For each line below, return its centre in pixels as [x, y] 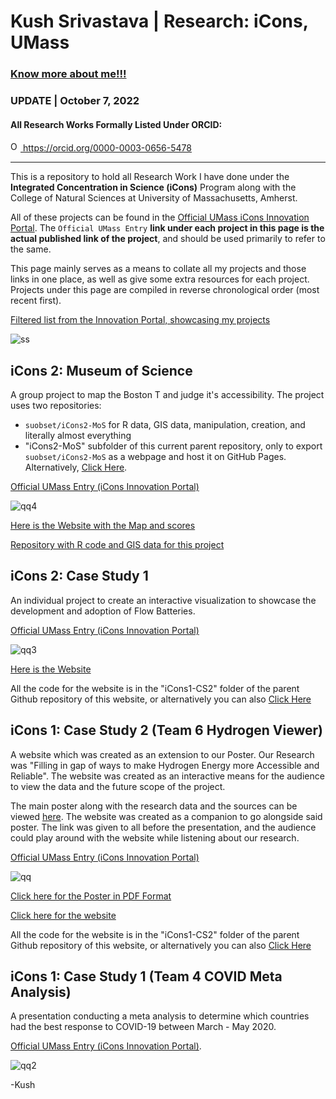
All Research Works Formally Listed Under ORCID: [116, 124]
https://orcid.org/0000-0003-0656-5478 [107, 148]
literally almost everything [78, 436]
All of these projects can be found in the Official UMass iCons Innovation [160, 217]
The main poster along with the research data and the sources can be [154, 806]
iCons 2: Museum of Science [101, 370]
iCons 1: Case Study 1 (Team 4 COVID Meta [146, 976]
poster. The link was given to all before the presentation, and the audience [163, 827]
